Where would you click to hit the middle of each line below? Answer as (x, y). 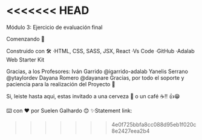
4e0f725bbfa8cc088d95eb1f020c (154, 124)
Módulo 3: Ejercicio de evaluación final (54, 27)
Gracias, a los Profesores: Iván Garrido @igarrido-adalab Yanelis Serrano (97, 71)
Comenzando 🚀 (26, 39)
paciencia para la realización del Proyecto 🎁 (61, 84)
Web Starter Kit (25, 59)
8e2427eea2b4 (131, 131)
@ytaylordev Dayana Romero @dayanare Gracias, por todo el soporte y (95, 78)
